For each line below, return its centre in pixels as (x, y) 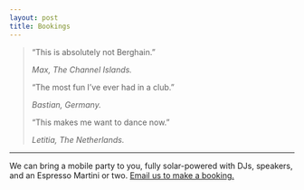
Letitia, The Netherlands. (78, 139)
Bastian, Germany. (66, 104)
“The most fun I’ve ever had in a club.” (103, 87)
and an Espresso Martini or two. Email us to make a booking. (122, 175)
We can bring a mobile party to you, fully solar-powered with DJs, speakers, (151, 166)
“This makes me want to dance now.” (100, 122)
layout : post (34, 18)
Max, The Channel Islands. (82, 70)
